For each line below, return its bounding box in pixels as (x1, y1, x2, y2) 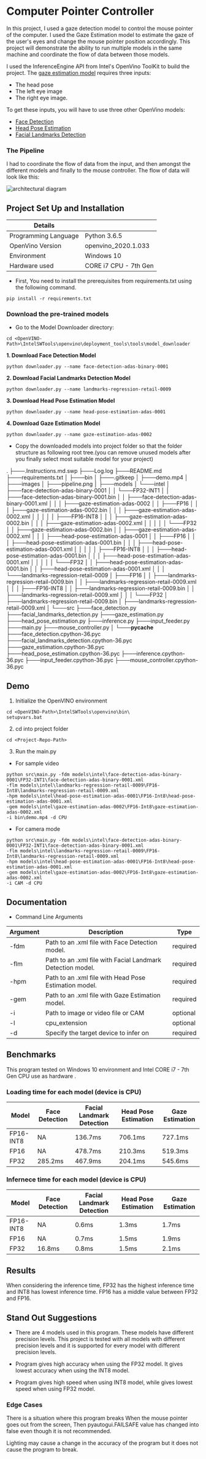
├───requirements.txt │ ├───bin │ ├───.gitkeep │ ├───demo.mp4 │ (6, 474, 188, 481)
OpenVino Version (9, 241, 62, 250)
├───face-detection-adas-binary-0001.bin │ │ (6, 493, 126, 501)
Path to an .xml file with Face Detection (45, 938, 158, 946)
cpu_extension (45, 1018, 88, 1027)
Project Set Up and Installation (6, 203, 124, 213)
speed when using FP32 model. (15, 1385, 96, 1392)
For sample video (15, 760, 59, 767)
